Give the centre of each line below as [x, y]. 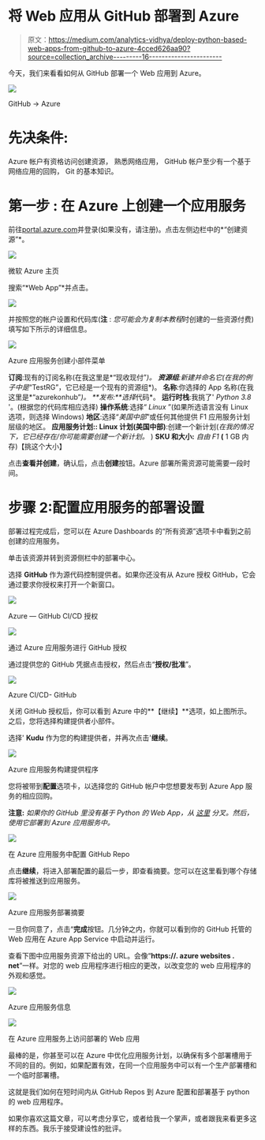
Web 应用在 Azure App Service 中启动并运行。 [84, 939]
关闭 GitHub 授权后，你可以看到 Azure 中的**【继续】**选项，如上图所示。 [130, 711]
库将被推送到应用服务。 [46, 880]
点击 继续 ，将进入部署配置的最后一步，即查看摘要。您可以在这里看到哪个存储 [132, 871]
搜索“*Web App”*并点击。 [50, 287]
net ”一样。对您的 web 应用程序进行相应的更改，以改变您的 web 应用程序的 [129, 965]
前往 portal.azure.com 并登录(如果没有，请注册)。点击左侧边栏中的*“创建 [125, 229]
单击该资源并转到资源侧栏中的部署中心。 [74, 558]
